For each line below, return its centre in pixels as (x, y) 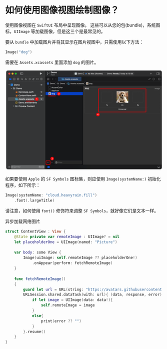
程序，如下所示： (23, 185)
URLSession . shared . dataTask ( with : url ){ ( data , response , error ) (93, 295)
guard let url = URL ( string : (53, 289)
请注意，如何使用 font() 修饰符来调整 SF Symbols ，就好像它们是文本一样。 (82, 210)
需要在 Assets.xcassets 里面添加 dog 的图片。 (52, 62)
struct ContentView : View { (35, 231)
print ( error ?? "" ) (61, 321)
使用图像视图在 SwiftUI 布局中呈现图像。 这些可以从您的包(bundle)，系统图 (83, 25)
